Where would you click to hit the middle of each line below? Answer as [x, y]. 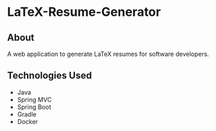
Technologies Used [49, 75]
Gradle [27, 114]
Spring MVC [35, 99]
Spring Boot [34, 107]
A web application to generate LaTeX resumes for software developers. [108, 54]
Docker [28, 121]
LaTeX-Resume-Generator [84, 12]
